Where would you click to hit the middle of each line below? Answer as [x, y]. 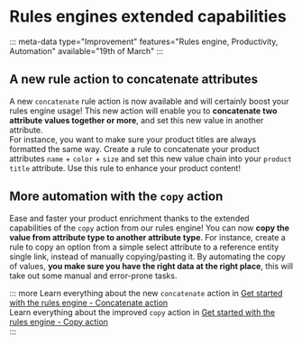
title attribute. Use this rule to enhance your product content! [125, 167]
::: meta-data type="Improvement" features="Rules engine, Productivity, [144, 41]
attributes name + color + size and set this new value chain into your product [151, 158]
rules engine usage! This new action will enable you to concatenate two [143, 111]
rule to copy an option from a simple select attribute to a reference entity [144, 247]
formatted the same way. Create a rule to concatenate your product [134, 149]
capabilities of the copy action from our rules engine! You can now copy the [150, 228]
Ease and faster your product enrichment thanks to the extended [129, 218]
